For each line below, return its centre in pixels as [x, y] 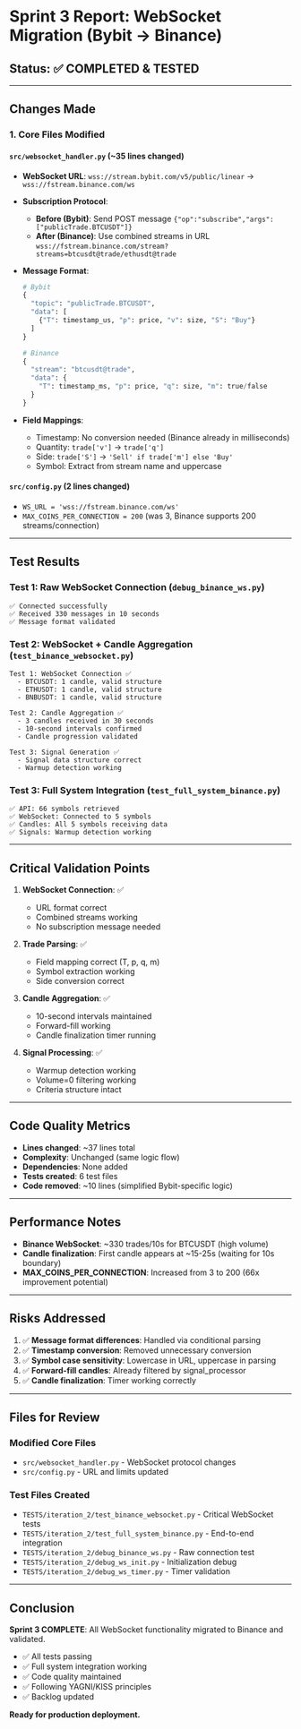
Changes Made [52, 109]
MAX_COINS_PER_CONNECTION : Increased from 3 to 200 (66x [141, 1272]
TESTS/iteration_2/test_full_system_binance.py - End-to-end [138, 1534]
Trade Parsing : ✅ [55, 944]
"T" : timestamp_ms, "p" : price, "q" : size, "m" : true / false [153, 387]
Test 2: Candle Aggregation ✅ [66, 713]
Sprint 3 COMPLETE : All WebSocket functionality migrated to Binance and [146, 1630]
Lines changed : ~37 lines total [79, 1147]
